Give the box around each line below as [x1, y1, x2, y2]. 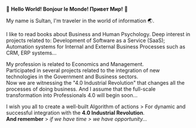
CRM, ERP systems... [6, 50, 57, 56]
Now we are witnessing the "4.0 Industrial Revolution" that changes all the [6, 79, 185, 86]
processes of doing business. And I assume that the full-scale [6, 85, 156, 92]
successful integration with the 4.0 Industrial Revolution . [6, 109, 145, 116]
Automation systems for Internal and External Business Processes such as [6, 43, 186, 50]
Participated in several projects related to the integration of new [6, 67, 160, 74]
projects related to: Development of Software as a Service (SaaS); [6, 37, 165, 44]
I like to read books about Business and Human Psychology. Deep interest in [6, 31, 191, 37]
